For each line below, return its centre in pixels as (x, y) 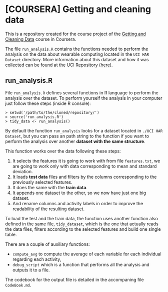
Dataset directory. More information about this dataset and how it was (77, 59)
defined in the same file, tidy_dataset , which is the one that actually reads (82, 224)
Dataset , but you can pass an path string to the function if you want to (77, 136)
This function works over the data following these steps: (63, 151)
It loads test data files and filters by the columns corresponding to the (84, 177)
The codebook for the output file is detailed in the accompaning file (74, 279)
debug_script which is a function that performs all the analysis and (81, 264)
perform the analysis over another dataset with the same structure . (75, 141)
